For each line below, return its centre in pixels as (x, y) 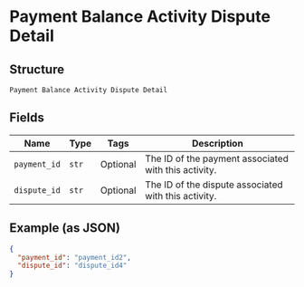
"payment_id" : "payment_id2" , (74, 257)
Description (218, 143)
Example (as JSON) (65, 228)
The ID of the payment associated (217, 158)
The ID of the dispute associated (214, 185)
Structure (37, 69)
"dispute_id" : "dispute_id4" (72, 266)
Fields (27, 118)
